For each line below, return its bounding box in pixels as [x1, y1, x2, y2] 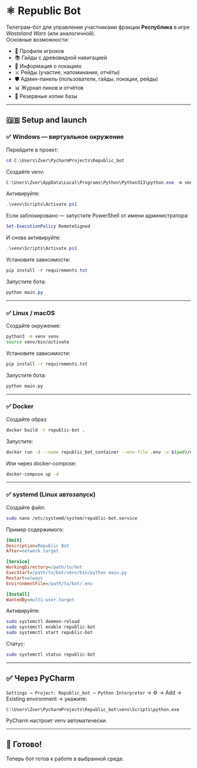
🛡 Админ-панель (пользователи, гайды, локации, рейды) [14, 75, 158, 82]
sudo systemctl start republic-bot [6, 630, 93, 636]
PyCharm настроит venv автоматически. [6, 717, 107, 724]
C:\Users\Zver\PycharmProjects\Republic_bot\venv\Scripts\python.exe [6, 706, 180, 712]
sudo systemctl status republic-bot [6, 652, 96, 658]
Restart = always [6, 575, 43, 581]
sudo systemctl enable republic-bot [6, 624, 96, 630]
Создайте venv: [6, 168, 45, 175]
